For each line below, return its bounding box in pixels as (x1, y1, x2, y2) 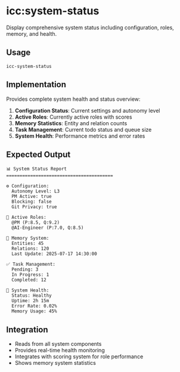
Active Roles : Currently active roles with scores (14, 113, 132, 120)
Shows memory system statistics (14, 359, 97, 367)
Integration (6, 324, 49, 334)
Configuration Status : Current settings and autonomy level (14, 107, 160, 114)
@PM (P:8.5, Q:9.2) (11, 219, 60, 226)
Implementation (6, 79, 67, 90)
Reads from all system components (14, 340, 102, 348)
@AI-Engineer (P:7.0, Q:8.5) (11, 225, 84, 231)
